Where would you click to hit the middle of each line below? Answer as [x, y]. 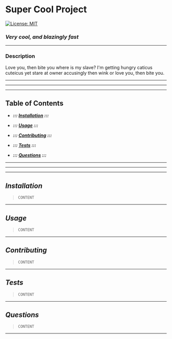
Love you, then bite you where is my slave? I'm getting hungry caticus [79, 67]
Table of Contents [35, 103]
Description [20, 56]
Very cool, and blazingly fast [42, 37]
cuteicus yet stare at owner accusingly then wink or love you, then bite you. [85, 73]
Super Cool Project [46, 9]
